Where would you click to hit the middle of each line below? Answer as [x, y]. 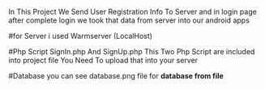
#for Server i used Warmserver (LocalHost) [80, 36]
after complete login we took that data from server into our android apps [129, 20]
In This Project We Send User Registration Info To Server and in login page [132, 12]
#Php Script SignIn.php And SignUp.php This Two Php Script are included [132, 51]
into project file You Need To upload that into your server [103, 60]
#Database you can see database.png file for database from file [116, 76]
